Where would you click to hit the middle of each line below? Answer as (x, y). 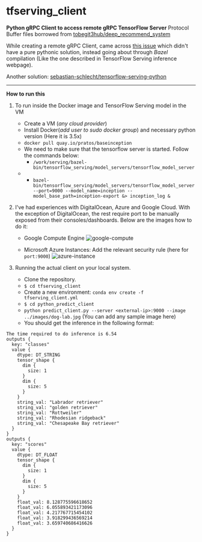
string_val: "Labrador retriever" (60, 402)
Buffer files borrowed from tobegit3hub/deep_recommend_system (88, 34)
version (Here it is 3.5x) (53, 136)
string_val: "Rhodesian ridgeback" (62, 418)
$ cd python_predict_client (59, 304)
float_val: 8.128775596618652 (55, 502)
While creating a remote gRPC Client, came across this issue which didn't (97, 46)
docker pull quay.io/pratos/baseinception (78, 143)
